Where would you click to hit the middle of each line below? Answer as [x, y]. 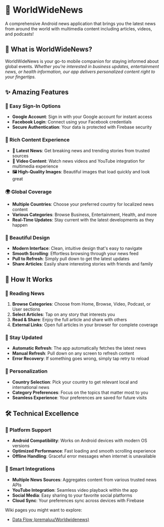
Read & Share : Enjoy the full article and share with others [69, 320]
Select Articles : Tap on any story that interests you [64, 314]
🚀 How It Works [29, 279]
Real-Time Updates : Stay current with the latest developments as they [83, 220]
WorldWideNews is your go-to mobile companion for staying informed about [82, 61]
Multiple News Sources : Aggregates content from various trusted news [84, 479]
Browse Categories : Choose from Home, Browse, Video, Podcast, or [81, 304]
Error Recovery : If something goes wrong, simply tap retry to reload [81, 359]
